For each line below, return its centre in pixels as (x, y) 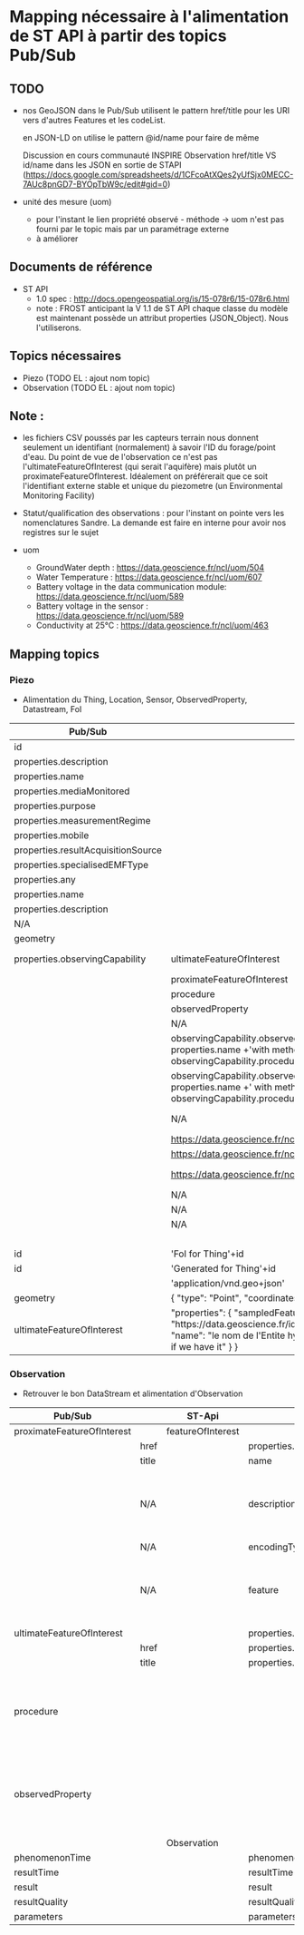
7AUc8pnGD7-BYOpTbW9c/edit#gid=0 (95, 184)
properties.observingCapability (80, 959)
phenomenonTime (52, 1858)
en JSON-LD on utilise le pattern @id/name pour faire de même (141, 137)
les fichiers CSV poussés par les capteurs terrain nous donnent (141, 438)
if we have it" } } (204, 1347)
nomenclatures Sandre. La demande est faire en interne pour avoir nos (154, 523)
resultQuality (41, 1902)
